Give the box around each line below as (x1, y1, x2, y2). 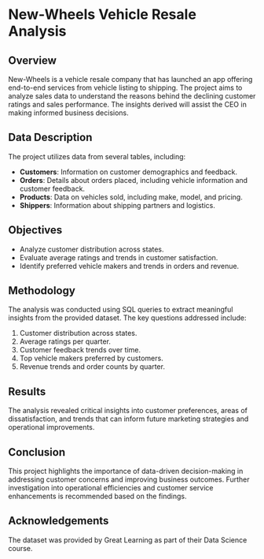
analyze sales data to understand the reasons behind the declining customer (8, 91, 256, 100)
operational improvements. (8, 423, 95, 432)
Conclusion (8, 445, 66, 459)
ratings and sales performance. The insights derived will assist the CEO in (8, 100, 247, 109)
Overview (8, 54, 57, 67)
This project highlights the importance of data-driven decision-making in (8, 467, 244, 476)
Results (8, 385, 46, 398)
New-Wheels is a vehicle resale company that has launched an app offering (8, 75, 253, 84)
